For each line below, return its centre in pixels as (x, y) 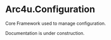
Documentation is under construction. (45, 33)
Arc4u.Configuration (50, 9)
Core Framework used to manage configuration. (55, 23)
